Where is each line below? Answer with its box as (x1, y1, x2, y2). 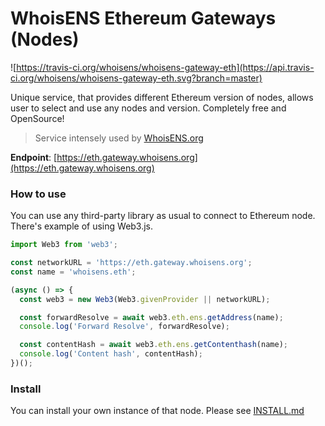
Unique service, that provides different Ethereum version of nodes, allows (10, 91, 314, 103)
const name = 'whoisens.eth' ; (10, 267, 137, 277)
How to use (10, 187, 67, 201)
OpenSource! (10, 112, 65, 124)
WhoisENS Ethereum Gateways (10, 7, 277, 30)
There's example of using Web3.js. (10, 220, 154, 232)
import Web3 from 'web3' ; (10, 240, 118, 250)
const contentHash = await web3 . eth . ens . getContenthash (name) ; (19, 340, 288, 350)
